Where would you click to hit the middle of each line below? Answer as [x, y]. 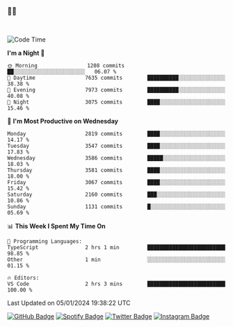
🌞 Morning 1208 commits [66, 66]
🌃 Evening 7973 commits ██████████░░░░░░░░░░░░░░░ [116, 90]
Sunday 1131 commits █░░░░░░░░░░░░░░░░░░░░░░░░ [116, 207]
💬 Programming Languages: [45, 242]
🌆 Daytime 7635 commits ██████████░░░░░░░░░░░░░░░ [116, 78]
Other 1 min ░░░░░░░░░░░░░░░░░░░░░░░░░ [116, 260]
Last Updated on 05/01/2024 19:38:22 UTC [69, 303]
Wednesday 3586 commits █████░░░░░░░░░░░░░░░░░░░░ [116, 158]
